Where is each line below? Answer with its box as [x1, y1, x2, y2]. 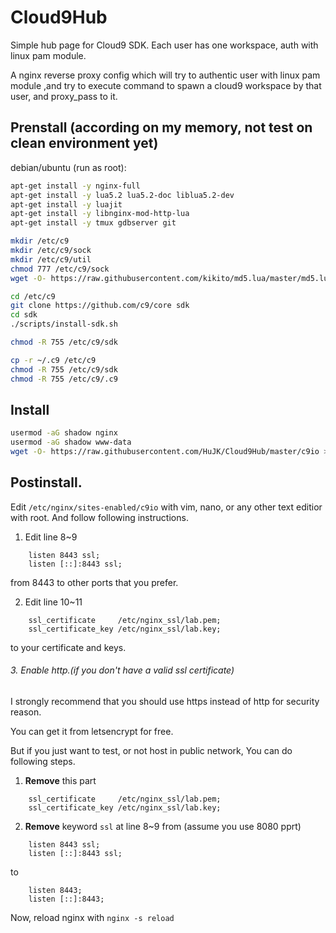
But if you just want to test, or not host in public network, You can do [10, 744, 293, 756]
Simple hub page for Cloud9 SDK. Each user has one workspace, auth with [10, 39, 319, 51]
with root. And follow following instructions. [10, 511, 189, 523]
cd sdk [10, 310, 38, 320]
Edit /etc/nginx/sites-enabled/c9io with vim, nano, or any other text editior [10, 501, 323, 513]
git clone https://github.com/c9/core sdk [10, 301, 190, 311]
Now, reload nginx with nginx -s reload [10, 911, 175, 923]
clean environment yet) [10, 135, 159, 152]
